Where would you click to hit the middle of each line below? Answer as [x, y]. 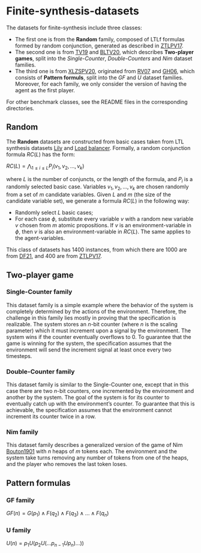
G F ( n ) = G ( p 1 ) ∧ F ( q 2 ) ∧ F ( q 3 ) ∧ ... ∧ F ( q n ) [58, 514]
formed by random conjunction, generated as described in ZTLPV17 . [99, 46]
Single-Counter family [39, 292]
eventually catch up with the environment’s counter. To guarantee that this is [100, 404]
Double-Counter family [40, 371]
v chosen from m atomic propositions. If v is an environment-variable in [103, 226]
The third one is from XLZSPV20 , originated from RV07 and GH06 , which [105, 71]
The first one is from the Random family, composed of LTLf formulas [100, 39]
